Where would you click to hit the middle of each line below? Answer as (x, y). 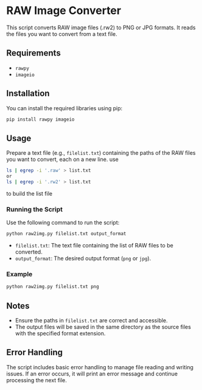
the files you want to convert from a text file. (62, 34)
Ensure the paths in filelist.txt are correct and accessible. (92, 321)
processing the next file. (37, 380)
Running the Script (34, 209)
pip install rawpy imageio (40, 119)
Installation (28, 94)
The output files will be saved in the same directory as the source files (103, 327)
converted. (29, 252)
